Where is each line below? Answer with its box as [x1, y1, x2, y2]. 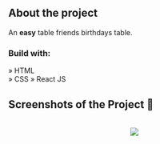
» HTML [8, 66, 35, 75]
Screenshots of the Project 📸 [8, 98, 154, 111]
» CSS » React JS [8, 74, 66, 84]
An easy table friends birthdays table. [8, 27, 133, 37]
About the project [8, 6, 98, 20]
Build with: [8, 47, 51, 58]
